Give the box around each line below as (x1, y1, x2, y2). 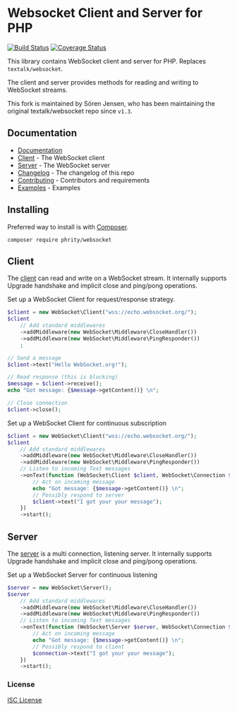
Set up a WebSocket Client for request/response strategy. (7, 295, 175, 304)
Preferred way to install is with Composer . (7, 222, 129, 231)
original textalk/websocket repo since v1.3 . (7, 107, 133, 115)
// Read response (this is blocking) (7, 374, 119, 381)
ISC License (7, 695, 42, 704)
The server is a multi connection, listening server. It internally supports (7, 549, 212, 558)
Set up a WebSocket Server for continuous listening (7, 570, 157, 579)
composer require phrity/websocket (7, 236, 112, 243)
